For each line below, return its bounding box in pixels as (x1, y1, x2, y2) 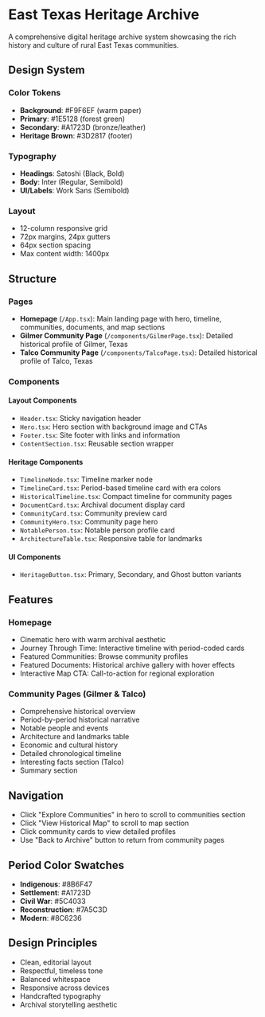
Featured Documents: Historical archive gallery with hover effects (19, 660, 236, 670)
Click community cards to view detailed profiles (19, 827, 177, 836)
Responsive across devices (19, 983, 110, 992)
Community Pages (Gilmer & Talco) (8, 688, 146, 699)
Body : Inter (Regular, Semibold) (19, 177, 123, 186)
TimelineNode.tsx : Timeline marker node (19, 475, 154, 485)
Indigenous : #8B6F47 (19, 879, 93, 889)
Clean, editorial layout (19, 957, 92, 967)
